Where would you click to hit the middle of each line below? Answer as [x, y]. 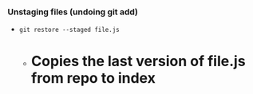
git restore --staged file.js [69, 30]
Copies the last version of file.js [138, 61]
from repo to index [93, 78]
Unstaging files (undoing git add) [73, 12]
